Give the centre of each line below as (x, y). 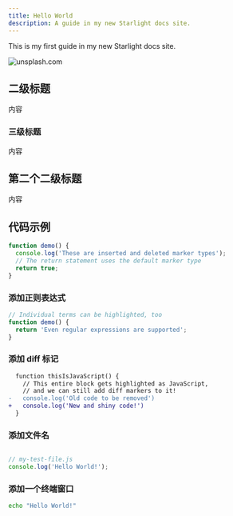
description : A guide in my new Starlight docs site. (100, 23)
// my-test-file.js (41, 460)
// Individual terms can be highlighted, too (85, 314)
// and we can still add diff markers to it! (100, 391)
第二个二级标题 (45, 178)
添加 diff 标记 (34, 359)
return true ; (37, 268)
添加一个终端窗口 (41, 489)
